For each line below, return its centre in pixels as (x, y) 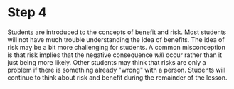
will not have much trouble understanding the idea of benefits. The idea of (116, 39)
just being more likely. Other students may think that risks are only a (107, 62)
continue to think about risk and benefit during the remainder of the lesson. (117, 77)
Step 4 (27, 12)
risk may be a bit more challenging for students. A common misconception (117, 47)
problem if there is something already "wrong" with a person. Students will (117, 70)
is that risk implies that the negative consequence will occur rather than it (115, 55)
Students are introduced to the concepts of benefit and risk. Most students (117, 32)
